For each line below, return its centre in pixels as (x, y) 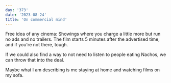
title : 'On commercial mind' (36, 19)
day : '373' (17, 10)
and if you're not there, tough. (37, 45)
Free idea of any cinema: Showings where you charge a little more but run (83, 34)
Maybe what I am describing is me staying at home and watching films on (82, 70)
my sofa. (15, 75)
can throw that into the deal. (35, 60)
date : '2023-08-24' (26, 15)
